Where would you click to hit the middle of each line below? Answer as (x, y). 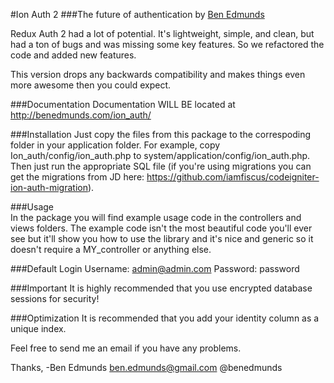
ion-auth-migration (49, 187)
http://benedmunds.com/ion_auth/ (81, 115)
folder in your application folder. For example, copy (115, 145)
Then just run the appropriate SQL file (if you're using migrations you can (161, 166)
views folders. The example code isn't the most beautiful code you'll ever (161, 228)
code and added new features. (73, 55)
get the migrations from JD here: (77, 177)
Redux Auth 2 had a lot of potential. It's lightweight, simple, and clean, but (162, 33)
